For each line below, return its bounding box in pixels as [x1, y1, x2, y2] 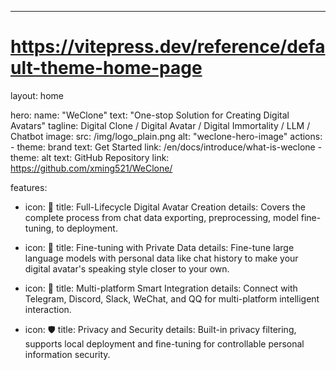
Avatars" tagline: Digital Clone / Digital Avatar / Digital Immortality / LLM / [10, 119, 311, 131]
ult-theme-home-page [10, 57, 203, 80]
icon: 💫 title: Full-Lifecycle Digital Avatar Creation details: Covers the [24, 201, 306, 213]
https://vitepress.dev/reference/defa [10, 36, 326, 58]
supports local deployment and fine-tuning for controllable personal [24, 337, 305, 350]
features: [10, 181, 48, 193]
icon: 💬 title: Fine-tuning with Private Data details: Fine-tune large [24, 241, 295, 253]
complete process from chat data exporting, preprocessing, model [24, 211, 299, 223]
